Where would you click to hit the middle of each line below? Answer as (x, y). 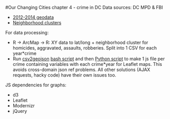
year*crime (25, 53)
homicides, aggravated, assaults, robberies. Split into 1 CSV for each (85, 48)
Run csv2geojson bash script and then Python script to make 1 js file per (89, 59)
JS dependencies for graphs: (36, 85)
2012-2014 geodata (33, 17)
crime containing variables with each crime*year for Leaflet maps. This (87, 64)
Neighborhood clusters (37, 23)
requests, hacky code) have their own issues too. (64, 75)
